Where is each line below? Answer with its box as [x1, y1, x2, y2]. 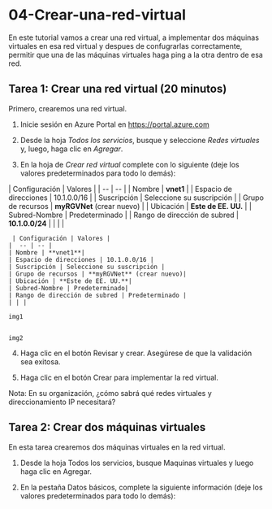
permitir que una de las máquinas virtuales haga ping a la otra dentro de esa [8, 50, 264, 59]
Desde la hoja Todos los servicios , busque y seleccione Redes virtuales [19, 135, 260, 145]
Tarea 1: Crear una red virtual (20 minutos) [8, 82, 227, 96]
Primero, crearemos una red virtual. [8, 103, 127, 113]
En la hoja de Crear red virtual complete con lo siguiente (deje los [19, 159, 240, 169]
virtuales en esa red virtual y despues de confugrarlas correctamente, [8, 41, 243, 50]
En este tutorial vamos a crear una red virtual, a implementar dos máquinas [8, 33, 260, 42]
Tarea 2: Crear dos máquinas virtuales [8, 420, 206, 434]
